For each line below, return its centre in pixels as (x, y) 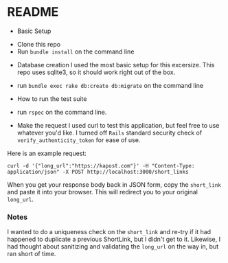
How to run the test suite (52, 99)
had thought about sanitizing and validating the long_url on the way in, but (113, 247)
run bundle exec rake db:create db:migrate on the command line (110, 85)
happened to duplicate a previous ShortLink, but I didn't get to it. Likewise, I (114, 239)
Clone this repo (38, 44)
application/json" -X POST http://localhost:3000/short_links (98, 172)
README (33, 12)
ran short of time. (32, 254)
